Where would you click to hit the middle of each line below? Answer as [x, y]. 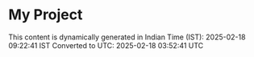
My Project [46, 15]
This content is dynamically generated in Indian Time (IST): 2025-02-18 [127, 37]
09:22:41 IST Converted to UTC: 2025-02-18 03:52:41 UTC [106, 45]
